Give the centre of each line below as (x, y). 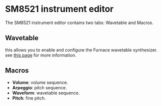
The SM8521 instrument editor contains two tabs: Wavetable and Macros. (79, 23)
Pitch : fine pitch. (29, 98)
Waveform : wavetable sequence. (46, 93)
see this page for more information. (41, 55)
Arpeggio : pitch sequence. (40, 87)
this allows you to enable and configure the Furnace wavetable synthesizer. (81, 50)
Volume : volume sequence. (40, 82)
